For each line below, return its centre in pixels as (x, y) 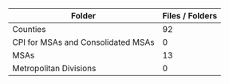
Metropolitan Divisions (54, 68)
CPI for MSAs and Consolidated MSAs (83, 42)
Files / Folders (190, 16)
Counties (29, 29)
